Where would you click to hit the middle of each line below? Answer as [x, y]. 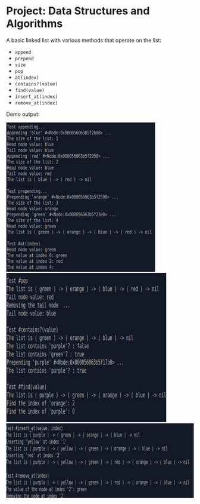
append [23, 52]
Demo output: [23, 114]
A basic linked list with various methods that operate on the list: [84, 40]
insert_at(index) [36, 97]
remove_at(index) [36, 103]
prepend [24, 59]
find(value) [29, 90]
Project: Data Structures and [78, 11]
